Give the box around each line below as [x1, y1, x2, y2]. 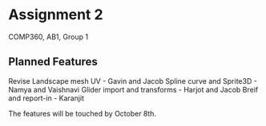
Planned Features [8, 55, 99, 69]
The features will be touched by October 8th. [8, 108, 157, 118]
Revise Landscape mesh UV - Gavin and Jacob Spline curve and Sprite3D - [8, 76, 258, 85]
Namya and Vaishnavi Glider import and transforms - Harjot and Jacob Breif [8, 85, 259, 94]
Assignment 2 [8, 6, 103, 24]
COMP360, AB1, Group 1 [8, 32, 89, 41]
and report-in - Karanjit [8, 93, 85, 103]
